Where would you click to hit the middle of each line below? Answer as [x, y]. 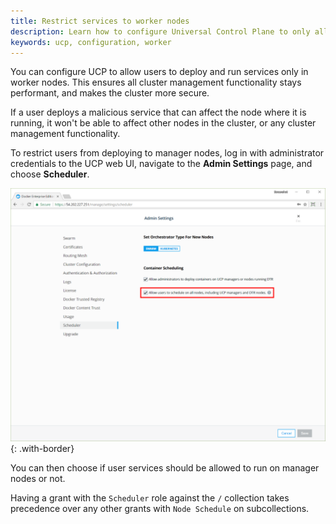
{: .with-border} [42, 448]
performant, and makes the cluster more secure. [110, 93]
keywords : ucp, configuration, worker [91, 42]
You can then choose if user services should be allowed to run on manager [165, 467]
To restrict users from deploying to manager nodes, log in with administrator [167, 153]
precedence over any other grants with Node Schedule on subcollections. [160, 508]
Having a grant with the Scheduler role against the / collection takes [150, 497]
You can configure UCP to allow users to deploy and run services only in [159, 72]
